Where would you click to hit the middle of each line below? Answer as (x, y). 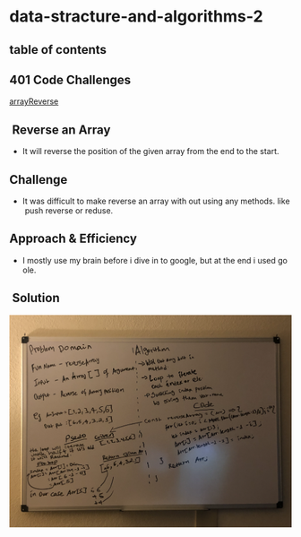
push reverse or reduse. (69, 211)
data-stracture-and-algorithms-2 (136, 17)
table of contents (58, 50)
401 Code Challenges (70, 79)
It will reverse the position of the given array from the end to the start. (150, 152)
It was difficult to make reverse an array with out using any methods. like (156, 201)
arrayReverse (34, 101)
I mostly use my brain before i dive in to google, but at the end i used (149, 260)
